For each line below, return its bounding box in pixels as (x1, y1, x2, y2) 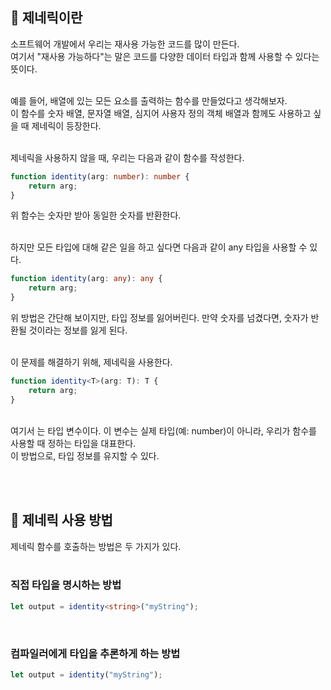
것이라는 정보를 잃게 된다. (28, 324, 128, 337)
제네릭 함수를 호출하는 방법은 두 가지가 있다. (10, 540, 182, 552)
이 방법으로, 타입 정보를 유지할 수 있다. (10, 449, 160, 462)
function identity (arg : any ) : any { (10, 274, 163, 284)
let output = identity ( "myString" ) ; (10, 669, 163, 680)
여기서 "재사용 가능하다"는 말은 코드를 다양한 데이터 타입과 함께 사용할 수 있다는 (10, 50, 320, 62)
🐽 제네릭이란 (10, 9, 83, 27)
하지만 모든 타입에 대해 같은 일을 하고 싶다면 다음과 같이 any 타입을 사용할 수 (10, 241, 308, 253)
